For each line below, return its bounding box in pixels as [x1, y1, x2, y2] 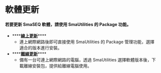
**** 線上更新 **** [12, 33, 47, 39]
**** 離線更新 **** [12, 51, 47, 57]
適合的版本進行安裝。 [19, 45, 62, 51]
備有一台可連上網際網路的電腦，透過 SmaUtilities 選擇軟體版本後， [19, 57, 152, 63]
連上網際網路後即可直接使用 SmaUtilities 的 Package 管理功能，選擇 [19, 39, 155, 45]
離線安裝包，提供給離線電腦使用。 [23, 63, 92, 69]
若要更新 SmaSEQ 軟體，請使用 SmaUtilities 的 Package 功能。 [5, 21, 131, 27]
